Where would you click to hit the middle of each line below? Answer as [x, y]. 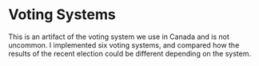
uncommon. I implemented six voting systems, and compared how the [124, 45]
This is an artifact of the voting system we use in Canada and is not [119, 37]
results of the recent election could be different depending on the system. [130, 53]
